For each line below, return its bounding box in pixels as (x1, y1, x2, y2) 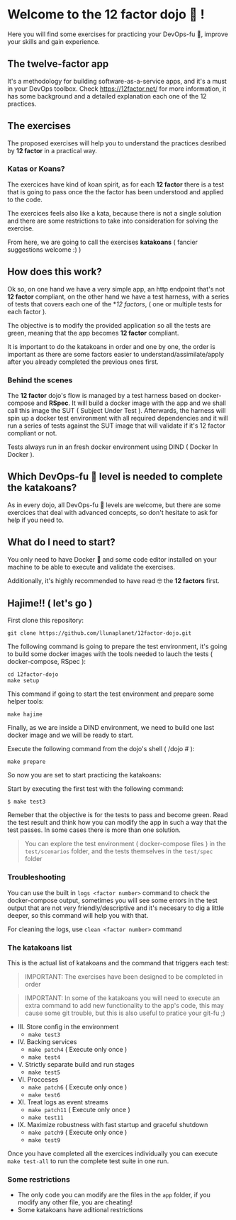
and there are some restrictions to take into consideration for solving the (7, 216, 218, 225)
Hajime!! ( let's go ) (7, 597, 93, 609)
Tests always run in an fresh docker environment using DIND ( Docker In (7, 443, 218, 451)
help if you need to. (7, 516, 64, 524)
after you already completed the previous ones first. (7, 357, 159, 366)
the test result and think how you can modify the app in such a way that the (7, 819, 227, 827)
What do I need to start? (7, 536, 116, 548)
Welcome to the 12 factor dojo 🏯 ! (7, 6, 205, 23)
